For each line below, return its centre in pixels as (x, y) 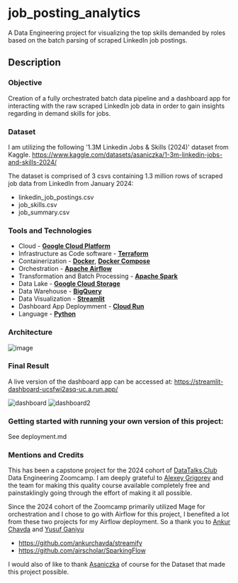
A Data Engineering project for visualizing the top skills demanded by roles (117, 33)
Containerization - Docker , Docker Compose (84, 261)
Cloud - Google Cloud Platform (64, 246)
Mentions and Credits (46, 455)
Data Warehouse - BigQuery (60, 291)
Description (34, 63)
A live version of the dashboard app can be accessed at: (90, 382)
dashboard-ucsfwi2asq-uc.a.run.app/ (63, 389)
